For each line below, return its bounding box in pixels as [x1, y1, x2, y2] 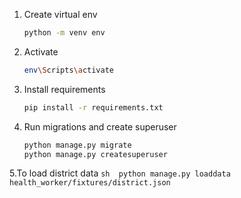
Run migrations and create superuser [23, 120, 177, 133]
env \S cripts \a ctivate [23, 65, 115, 75]
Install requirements [23, 83, 106, 95]
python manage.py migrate [23, 140, 132, 150]
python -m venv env [23, 28, 106, 38]
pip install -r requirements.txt [23, 102, 164, 113]
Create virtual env [23, 9, 98, 20]
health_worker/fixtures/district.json [9, 178, 171, 188]
